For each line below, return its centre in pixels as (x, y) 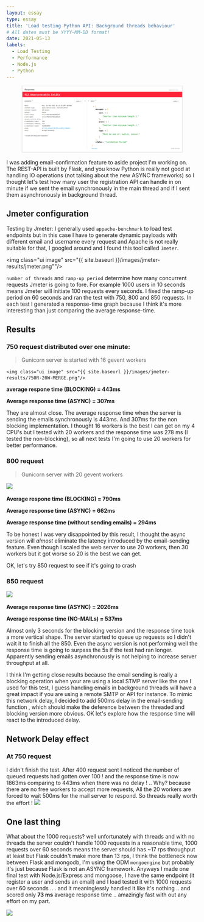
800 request (25, 461)
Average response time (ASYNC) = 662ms (61, 510)
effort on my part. (28, 901)
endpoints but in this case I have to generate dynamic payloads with (92, 235)
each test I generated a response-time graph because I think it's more (94, 304)
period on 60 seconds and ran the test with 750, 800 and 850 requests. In (99, 297)
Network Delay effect (48, 739)
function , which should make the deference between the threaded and (95, 707)
